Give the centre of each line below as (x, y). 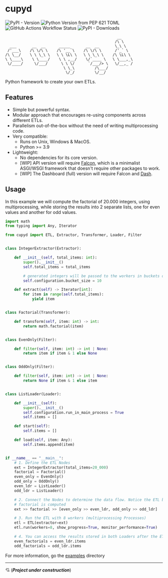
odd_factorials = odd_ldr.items (48, 546)
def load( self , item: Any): (43, 440)
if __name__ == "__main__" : (34, 458)
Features (19, 98)
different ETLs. (28, 120)
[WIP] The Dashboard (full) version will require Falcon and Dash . (86, 173)
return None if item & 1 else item (60, 381)
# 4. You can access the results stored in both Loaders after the (86, 537)
